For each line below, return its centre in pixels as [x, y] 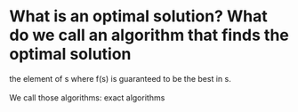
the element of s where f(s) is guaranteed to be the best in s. [120, 78]
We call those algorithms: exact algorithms [87, 97]
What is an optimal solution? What [139, 16]
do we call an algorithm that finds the [149, 35]
